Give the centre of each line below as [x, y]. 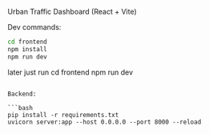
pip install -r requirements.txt [63, 115]
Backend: [22, 94]
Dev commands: [34, 27]
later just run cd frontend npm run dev [70, 72]
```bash [20, 108]
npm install [27, 49]
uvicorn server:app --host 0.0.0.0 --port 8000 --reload [104, 122]
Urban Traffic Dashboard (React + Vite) [72, 12]
